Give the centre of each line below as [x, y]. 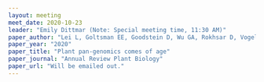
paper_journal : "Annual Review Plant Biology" [86, 59]
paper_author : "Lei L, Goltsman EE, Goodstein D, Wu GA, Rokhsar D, [123, 37]
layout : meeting [35, 15]
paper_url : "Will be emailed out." [66, 66]
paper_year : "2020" [40, 45]
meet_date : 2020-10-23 [45, 23]
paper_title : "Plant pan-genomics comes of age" [89, 52]
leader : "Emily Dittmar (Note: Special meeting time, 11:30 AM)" [117, 30]
